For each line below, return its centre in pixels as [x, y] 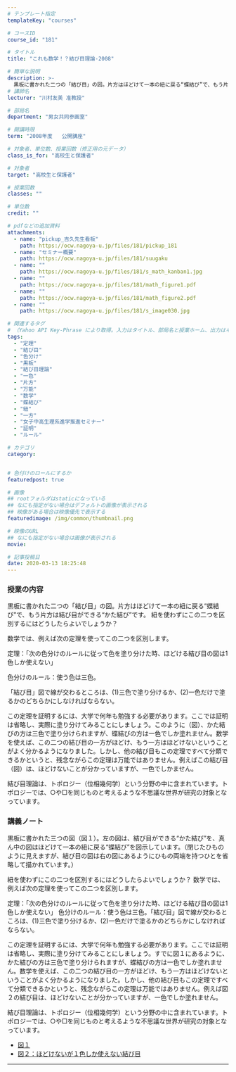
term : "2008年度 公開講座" [47, 137]
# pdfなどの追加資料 [34, 226]
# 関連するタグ [26, 324]
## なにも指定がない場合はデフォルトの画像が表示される [77, 505]
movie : [17, 544]
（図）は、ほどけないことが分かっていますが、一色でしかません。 [103, 769]
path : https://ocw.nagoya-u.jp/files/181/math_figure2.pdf [108, 298]
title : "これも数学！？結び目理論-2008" [61, 59]
